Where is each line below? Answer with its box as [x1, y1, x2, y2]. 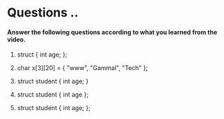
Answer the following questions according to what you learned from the [7, 28, 218, 36]
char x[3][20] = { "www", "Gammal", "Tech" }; [17, 64, 148, 72]
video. [7, 35, 26, 43]
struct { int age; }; [17, 50, 68, 59]
